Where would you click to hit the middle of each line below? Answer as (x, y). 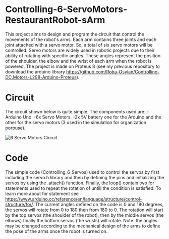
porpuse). (15, 128)
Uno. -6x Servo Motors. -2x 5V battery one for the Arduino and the (92, 117)
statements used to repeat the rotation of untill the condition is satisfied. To (83, 188)
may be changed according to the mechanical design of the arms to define (83, 226)
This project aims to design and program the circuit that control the (75, 34)
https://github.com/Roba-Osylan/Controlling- (113, 71)
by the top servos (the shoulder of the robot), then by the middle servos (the (84, 215)
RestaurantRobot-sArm (55, 20)
